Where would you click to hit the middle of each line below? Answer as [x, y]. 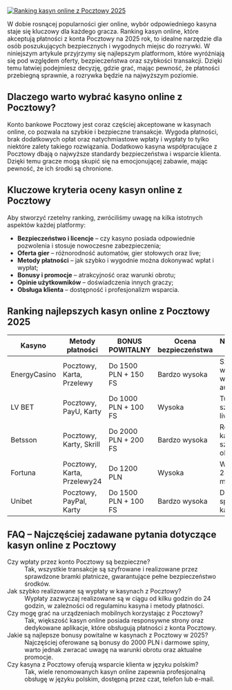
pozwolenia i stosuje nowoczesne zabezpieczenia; [89, 246]
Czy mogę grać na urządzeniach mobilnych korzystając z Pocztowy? [105, 613]
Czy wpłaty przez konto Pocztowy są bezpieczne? [79, 562]
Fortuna [23, 473]
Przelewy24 [83, 482]
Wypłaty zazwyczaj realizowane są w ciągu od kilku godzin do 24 [118, 599]
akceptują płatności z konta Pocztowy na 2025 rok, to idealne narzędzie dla [115, 39]
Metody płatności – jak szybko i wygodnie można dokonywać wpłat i [115, 260]
